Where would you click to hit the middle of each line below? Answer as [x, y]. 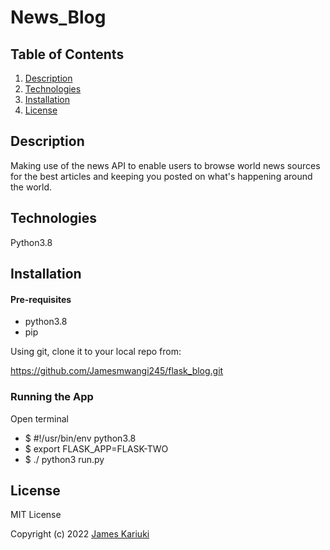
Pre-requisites [41, 299]
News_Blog [58, 17]
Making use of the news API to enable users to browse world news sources [165, 165]
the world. [31, 187]
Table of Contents [67, 54]
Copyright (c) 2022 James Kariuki [80, 534]
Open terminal [39, 418]
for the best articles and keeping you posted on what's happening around [161, 176]
